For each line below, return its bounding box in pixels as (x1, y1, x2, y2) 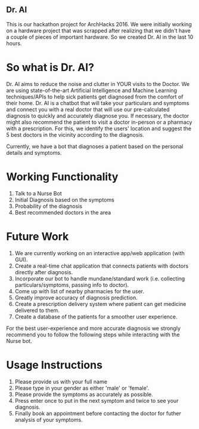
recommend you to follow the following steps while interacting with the (6, 331, 180, 338)
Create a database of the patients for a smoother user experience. (14, 313, 178, 320)
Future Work (6, 229, 69, 243)
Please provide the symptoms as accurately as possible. (14, 391, 153, 398)
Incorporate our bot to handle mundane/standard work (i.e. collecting (14, 275, 185, 282)
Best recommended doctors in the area (14, 209, 111, 216)
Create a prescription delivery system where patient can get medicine (14, 300, 186, 307)
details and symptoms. (6, 149, 62, 156)
